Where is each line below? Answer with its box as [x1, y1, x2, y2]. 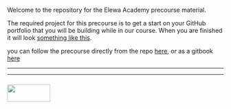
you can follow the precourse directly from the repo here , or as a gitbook [7, 47, 213, 55]
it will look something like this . [7, 34, 92, 42]
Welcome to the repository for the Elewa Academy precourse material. [7, 6, 206, 14]
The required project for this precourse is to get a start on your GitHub [7, 19, 206, 27]
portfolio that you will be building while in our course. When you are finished [7, 27, 223, 34]
